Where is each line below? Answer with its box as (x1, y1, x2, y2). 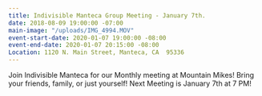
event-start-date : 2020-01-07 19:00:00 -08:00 (8, 33, 167, 42)
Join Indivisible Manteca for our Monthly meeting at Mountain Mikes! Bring (8, 71, 255, 79)
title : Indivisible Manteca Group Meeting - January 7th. (8, 11, 206, 20)
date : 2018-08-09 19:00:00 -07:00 (8, 19, 124, 27)
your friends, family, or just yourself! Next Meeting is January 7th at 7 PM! (8, 79, 252, 88)
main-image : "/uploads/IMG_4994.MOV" (8, 26, 135, 34)
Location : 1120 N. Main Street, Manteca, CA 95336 (8, 48, 184, 56)
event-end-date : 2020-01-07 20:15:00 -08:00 (8, 41, 159, 49)
